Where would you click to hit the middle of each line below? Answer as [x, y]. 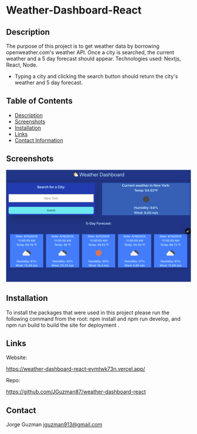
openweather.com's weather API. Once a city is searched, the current [90, 52]
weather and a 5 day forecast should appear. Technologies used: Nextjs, [94, 59]
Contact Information [39, 140]
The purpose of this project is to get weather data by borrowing [83, 46]
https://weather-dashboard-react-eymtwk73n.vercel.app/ [76, 369]
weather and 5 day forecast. [49, 82]
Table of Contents [40, 101]
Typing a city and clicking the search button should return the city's [96, 76]
